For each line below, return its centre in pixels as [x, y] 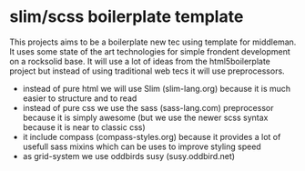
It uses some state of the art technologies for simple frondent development [150, 51]
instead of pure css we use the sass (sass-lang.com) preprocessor [148, 107]
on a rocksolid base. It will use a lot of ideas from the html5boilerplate [140, 61]
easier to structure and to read [80, 98]
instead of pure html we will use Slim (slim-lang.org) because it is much [157, 88]
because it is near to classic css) [84, 127]
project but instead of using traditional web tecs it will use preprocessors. [147, 71]
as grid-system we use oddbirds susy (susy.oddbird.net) [128, 156]
